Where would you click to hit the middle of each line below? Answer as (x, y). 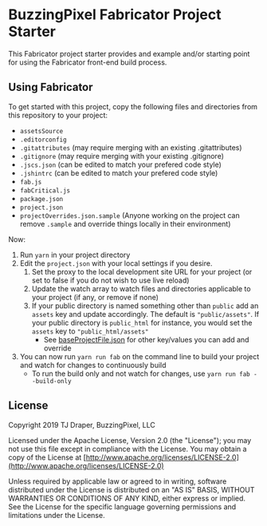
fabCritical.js (45, 190)
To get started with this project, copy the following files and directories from (133, 106)
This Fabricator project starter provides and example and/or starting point (129, 53)
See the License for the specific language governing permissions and (122, 506)
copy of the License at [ (47, 457)
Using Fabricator (51, 87)
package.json (41, 199)
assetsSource (41, 131)
